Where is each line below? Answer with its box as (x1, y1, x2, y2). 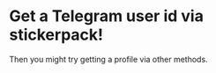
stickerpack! (9, 25, 104, 45)
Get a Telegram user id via (9, 6, 205, 26)
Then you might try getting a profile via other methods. (9, 54, 209, 64)
